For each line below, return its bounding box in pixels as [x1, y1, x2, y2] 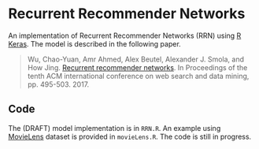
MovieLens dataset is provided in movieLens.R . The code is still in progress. [8, 132, 252, 141]
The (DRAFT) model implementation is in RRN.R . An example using [8, 123, 221, 132]
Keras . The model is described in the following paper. [8, 39, 181, 48]
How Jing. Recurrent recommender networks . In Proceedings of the [27, 62, 248, 72]
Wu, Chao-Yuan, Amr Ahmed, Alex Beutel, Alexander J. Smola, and [27, 54, 245, 64]
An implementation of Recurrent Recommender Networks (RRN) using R [8, 31, 242, 40]
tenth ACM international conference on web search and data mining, [27, 71, 250, 80]
